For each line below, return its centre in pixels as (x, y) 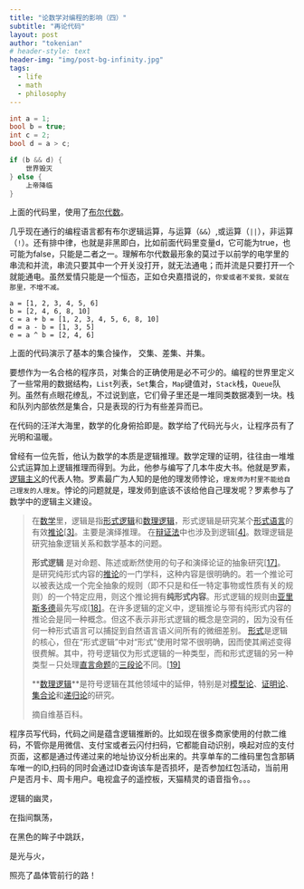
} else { (26, 177)
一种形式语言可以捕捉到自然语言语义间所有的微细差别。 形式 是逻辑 (163, 631)
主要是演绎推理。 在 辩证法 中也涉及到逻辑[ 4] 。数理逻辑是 (188, 532)
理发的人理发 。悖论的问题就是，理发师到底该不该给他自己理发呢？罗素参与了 (155, 490)
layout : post (34, 34)
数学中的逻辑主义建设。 (53, 502)
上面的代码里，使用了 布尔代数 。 (69, 212)
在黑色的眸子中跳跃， (49, 837)
